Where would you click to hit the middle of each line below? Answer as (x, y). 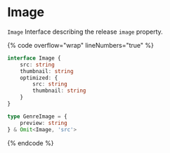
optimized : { (39, 78)
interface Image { (34, 58)
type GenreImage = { (38, 117)
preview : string (44, 123)
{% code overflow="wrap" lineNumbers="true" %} (81, 45)
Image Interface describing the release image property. (85, 32)
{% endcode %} (31, 143)
